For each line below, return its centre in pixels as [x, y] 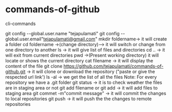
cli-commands [21, 24]
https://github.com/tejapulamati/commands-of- [113, 66]
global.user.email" [24, 39]
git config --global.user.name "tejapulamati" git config [62, 33]
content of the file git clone [34, 66]
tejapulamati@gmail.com [69, 39]
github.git [15, 71]
